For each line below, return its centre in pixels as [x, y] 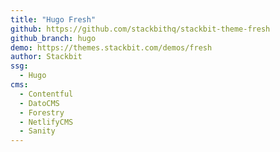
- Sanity [37, 131]
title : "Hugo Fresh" [53, 19]
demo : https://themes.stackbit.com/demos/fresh [111, 47]
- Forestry [42, 112]
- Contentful [46, 94]
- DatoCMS [39, 103]
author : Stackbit [46, 57]
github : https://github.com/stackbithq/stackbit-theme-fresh [140, 29]
